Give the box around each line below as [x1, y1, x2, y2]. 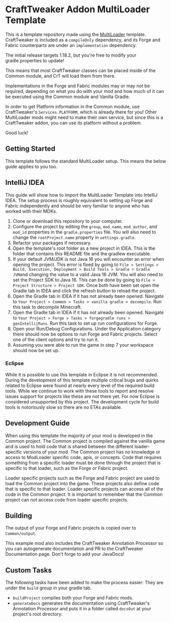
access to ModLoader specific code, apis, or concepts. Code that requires [5, 454, 162, 460]
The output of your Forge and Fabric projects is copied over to [5, 525, 136, 531]
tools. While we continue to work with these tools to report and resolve [5, 388, 154, 394]
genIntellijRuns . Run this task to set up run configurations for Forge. [12, 320, 158, 326]
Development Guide [5, 419, 70, 427]
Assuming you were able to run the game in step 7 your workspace [12, 342, 154, 348]
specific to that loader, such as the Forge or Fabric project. [5, 465, 129, 471]
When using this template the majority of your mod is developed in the [5, 433, 153, 439]
